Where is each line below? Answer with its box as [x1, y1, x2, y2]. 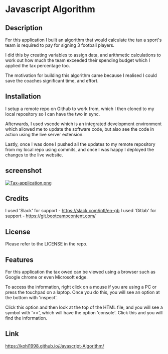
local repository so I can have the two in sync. [5, 111, 100, 117]
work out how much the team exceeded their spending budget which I [5, 57, 150, 63]
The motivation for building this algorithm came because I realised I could [5, 72, 157, 78]
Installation [5, 92, 41, 101]
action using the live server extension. [5, 131, 84, 137]
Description [5, 24, 43, 32]
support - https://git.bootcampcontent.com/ [5, 213, 96, 219]
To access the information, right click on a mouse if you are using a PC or [5, 284, 157, 290]
